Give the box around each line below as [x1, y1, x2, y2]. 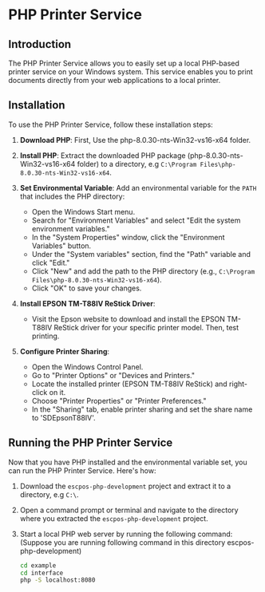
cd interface [19, 569, 64, 577]
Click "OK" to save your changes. [31, 283, 142, 293]
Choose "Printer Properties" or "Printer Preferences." [31, 396, 207, 405]
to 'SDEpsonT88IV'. [31, 412, 96, 422]
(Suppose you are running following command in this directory [19, 537, 226, 547]
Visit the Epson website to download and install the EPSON [31, 314, 226, 324]
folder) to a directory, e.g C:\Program [77, 159, 197, 168]
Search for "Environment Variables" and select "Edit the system [31, 215, 241, 225]
